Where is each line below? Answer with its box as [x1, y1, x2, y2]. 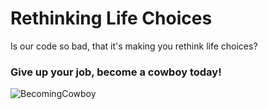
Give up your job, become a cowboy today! [10, 65, 222, 79]
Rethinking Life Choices [10, 7, 213, 30]
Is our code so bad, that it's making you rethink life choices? [10, 40, 258, 52]
